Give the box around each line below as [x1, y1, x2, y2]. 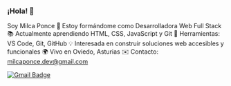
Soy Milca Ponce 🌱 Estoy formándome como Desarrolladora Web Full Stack [7, 22, 222, 30]
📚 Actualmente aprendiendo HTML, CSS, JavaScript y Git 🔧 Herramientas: [7, 30, 220, 38]
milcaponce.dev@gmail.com [7, 58, 89, 66]
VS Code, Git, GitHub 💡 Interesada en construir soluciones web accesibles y [7, 39, 225, 47]
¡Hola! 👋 [7, 6, 35, 16]
